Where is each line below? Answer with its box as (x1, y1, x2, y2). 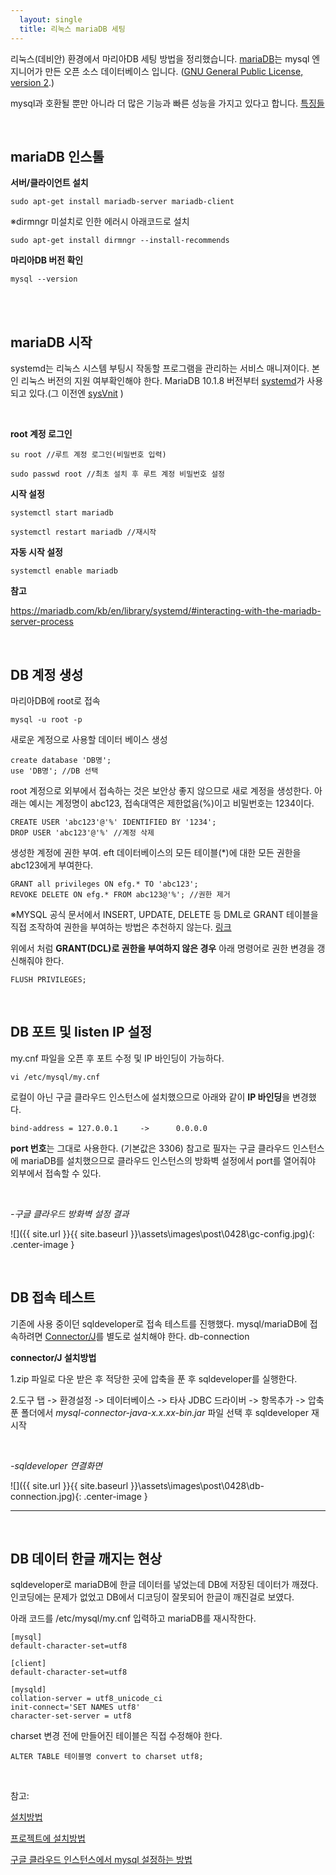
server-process (10, 616, 74, 628)
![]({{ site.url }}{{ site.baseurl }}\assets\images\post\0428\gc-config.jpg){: (10, 1227, 315, 1240)
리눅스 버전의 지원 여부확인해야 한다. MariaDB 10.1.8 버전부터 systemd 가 (20, 375, 305, 387)
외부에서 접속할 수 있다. (10, 1167, 102, 1179)
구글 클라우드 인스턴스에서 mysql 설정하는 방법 (10, 1854, 193, 1866)
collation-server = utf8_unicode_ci (10, 1694, 163, 1704)
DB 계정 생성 (10, 666, 84, 683)
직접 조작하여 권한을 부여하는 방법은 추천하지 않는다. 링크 (10, 921, 232, 933)
